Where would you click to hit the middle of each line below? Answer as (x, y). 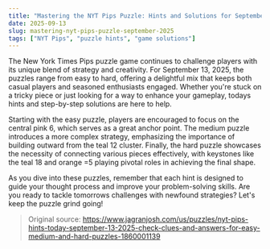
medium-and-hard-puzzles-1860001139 (94, 237)
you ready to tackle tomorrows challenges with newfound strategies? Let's (132, 195)
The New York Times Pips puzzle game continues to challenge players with (133, 61)
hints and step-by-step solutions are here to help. (90, 104)
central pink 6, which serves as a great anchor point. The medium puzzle (129, 128)
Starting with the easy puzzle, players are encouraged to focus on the (124, 120)
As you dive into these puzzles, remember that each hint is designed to (126, 178)
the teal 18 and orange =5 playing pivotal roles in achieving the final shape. (132, 163)
